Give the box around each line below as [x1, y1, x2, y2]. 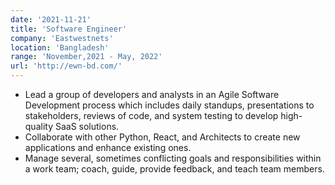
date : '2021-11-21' [10, 14, 92, 25]
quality [24, 121, 54, 132]
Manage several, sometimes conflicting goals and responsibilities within [24, 152, 322, 164]
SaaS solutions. [54, 121, 120, 132]
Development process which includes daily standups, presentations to [24, 99, 315, 111]
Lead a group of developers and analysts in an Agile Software [24, 89, 280, 100]
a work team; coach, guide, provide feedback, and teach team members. [24, 163, 325, 175]
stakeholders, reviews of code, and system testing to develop [24, 110, 279, 121]
